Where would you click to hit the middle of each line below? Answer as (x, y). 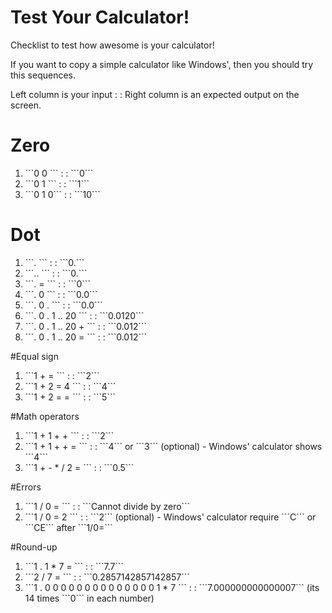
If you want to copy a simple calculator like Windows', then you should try (162, 64)
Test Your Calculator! (100, 17)
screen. (26, 105)
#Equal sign (34, 356)
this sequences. (43, 75)
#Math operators (45, 416)
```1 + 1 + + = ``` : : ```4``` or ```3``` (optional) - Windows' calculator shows (173, 446)
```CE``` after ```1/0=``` (68, 527)
